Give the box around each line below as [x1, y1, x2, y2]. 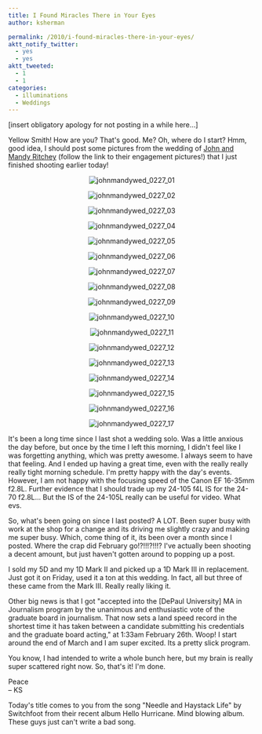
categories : [8, 84, 47, 92]
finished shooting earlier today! [8, 160, 109, 170]
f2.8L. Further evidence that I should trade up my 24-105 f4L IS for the [8, 484, 235, 494]
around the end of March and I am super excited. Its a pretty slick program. [8, 638, 251, 648]
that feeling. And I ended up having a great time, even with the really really [8, 459, 249, 469]
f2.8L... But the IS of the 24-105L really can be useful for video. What [18, 492, 241, 502]
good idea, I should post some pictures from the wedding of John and [8, 144, 234, 153]
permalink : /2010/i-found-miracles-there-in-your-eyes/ [8, 33, 195, 41]
